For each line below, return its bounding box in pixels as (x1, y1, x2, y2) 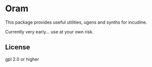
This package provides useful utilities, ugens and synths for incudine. (5, 19, 148, 25)
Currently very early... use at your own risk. (5, 29, 94, 34)
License (5, 43, 30, 52)
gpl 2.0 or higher (5, 56, 40, 62)
